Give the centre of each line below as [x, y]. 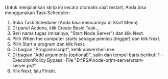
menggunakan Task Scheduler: [38, 13]
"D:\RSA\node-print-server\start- [109, 60]
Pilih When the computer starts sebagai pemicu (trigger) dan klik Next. [86, 38]
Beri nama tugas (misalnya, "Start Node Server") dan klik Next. [78, 33]
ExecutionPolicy [29, 60]
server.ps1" [24, 66]
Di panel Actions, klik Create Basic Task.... [56, 28]
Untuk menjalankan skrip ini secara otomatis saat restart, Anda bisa [76, 7]
